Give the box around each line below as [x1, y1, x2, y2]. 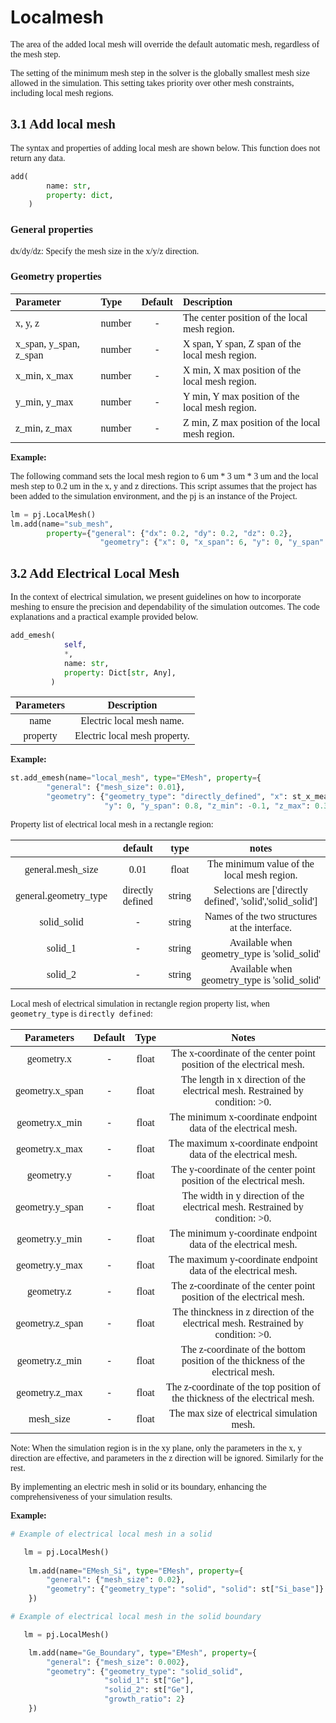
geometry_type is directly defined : [10, 1008, 153, 1019]
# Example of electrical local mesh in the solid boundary [10, 1612, 262, 1622]
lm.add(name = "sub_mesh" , [10, 519, 114, 529]
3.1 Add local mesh [10, 116, 117, 133]
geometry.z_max [16, 1386, 83, 1398]
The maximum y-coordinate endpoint [168, 1253, 318, 1265]
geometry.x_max [15, 1142, 83, 1155]
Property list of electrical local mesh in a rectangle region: [10, 819, 214, 830]
